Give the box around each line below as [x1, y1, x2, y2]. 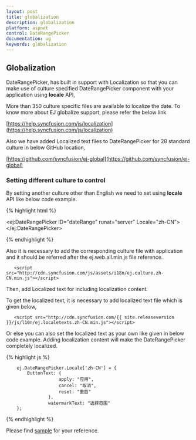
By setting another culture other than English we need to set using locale [6, 189, 183, 197]
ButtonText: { [27, 370, 62, 376]
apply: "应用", [58, 376, 94, 382]
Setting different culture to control [6, 176, 106, 184]
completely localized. [6, 342, 58, 349]
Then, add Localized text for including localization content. [6, 285, 148, 292]
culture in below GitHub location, [6, 144, 86, 151]
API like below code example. [6, 195, 77, 202]
